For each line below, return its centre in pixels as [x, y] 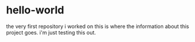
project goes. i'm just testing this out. [51, 32]
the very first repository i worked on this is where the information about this [98, 26]
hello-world [35, 10]
